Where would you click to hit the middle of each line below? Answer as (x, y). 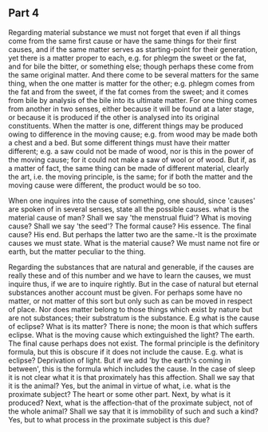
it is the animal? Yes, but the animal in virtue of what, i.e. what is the (120, 386)
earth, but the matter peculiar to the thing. (77, 252)
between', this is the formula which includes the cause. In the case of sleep (132, 369)
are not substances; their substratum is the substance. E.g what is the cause (134, 318)
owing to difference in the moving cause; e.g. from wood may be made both (133, 134)
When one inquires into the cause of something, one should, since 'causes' (132, 200)
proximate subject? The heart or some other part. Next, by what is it (120, 394)
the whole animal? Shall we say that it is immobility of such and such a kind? (134, 411)
